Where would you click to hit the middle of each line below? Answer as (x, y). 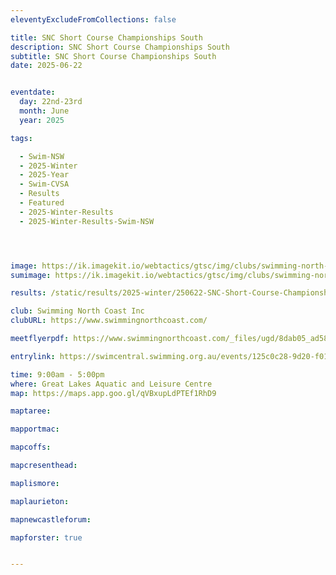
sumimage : (31, 275)
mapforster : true (46, 537)
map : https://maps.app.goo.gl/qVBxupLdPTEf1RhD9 (113, 393)
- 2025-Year (44, 175)
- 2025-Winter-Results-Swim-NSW (87, 221)
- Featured (42, 203)
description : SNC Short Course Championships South (120, 47)
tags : (21, 138)
